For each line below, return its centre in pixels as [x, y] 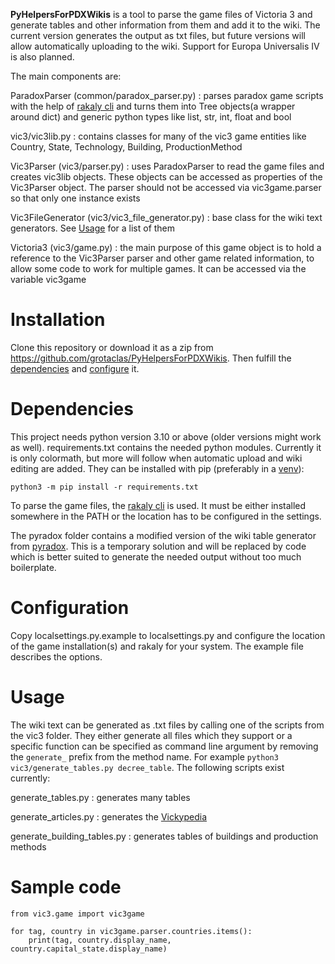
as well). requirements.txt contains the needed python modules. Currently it [166, 447]
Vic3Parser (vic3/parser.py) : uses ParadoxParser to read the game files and [167, 166]
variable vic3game [48, 279]
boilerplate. [33, 567]
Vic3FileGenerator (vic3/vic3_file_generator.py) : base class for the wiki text [166, 217]
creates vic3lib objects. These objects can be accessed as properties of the [166, 177]
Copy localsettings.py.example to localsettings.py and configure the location [168, 635]
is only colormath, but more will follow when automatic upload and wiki [156, 458]
